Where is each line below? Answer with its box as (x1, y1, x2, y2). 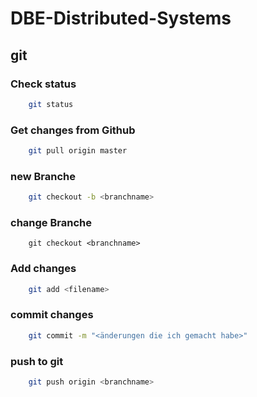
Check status (10, 77, 77, 91)
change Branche (10, 216, 92, 230)
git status (28, 99, 74, 109)
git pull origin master (28, 146, 128, 156)
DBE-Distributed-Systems (10, 7, 232, 30)
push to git (10, 354, 64, 368)
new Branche (10, 169, 76, 183)
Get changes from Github (10, 123, 136, 137)
